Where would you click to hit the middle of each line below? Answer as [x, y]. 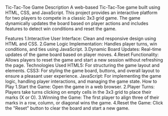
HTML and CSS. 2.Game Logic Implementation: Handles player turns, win [81, 44]
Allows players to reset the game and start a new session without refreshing [84, 60]
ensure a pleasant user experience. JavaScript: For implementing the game [83, 76]
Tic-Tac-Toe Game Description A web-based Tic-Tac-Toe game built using [83, 7]
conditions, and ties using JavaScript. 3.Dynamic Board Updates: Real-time [83, 49]
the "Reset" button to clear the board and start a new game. [67, 108]
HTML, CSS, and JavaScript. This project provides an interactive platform [81, 13]
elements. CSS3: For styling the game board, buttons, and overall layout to [82, 71]
